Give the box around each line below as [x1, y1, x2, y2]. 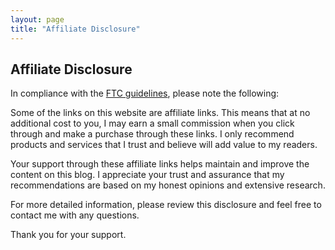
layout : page [10, 14, 65, 25]
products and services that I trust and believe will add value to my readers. [10, 139, 318, 151]
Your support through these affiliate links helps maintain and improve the [10, 158, 310, 170]
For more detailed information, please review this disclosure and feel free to [10, 199, 322, 211]
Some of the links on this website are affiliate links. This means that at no [10, 107, 311, 119]
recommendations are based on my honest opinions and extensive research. [10, 179, 326, 191]
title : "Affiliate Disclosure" [10, 24, 141, 34]
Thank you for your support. [10, 229, 127, 241]
